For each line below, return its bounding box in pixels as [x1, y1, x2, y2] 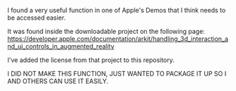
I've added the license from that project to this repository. [7, 56, 175, 64]
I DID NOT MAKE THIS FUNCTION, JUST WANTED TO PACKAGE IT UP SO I [7, 70, 227, 78]
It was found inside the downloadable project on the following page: [7, 28, 205, 35]
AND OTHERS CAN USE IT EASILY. [7, 77, 109, 85]
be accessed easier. [7, 13, 66, 22]
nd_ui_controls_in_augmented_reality [7, 42, 114, 50]
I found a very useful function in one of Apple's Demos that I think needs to [7, 6, 226, 14]
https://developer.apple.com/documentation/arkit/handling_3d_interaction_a [7, 35, 228, 43]
